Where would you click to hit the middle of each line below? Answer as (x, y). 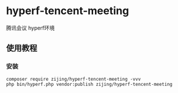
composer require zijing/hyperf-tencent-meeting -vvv (74, 79)
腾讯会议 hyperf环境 (30, 28)
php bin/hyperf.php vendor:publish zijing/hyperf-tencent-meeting (89, 84)
